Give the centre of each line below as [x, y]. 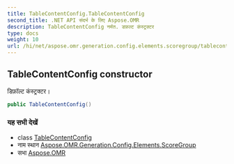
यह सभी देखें [23, 122]
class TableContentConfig [55, 137]
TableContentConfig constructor [80, 74]
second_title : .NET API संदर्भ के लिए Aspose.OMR [73, 20]
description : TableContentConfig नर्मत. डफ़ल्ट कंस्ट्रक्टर [81, 27]
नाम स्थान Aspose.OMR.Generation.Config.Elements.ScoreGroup [107, 144]
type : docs [23, 33]
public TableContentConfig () [49, 104]
